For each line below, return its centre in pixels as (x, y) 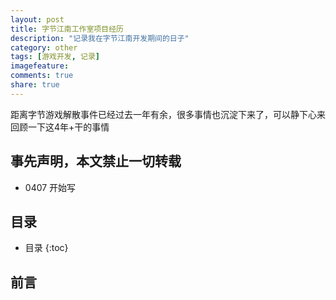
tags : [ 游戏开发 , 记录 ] (55, 57)
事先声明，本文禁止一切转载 (96, 161)
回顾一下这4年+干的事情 (60, 127)
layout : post (37, 19)
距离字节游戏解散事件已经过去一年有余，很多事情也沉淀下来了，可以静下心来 (168, 114)
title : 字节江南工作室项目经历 (67, 29)
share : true (35, 85)
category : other (44, 47)
